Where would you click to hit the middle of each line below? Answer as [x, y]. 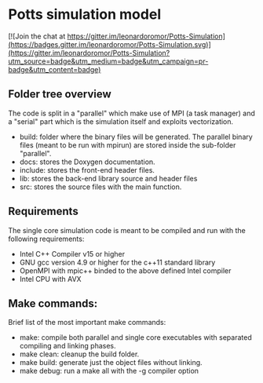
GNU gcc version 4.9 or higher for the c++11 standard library [117, 262]
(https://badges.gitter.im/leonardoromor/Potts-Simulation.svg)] [110, 44]
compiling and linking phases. [68, 346]
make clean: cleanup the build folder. [79, 354]
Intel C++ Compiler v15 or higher [72, 254]
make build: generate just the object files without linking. [111, 363]
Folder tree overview [60, 95]
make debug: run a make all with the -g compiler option [109, 371]
